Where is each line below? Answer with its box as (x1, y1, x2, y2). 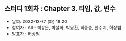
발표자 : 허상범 (11, 31, 40, 37)
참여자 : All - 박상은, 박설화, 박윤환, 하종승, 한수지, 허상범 (11, 24, 122, 30)
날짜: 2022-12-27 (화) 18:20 (11, 19, 67, 24)
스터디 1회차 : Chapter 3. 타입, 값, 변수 (4, 4, 116, 13)
